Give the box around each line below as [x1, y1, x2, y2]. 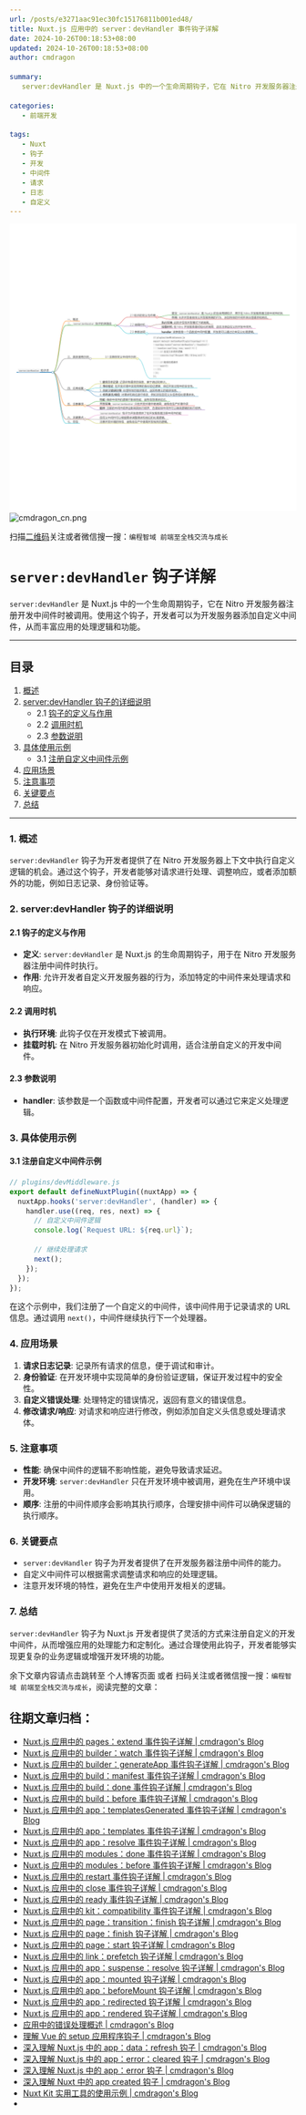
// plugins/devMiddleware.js [9, 1177, 120, 1187]
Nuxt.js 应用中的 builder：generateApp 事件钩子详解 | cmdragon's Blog [22, 1759, 290, 1770]
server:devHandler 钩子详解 [9, 566, 217, 587]
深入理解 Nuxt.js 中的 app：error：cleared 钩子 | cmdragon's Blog [22, 2054, 270, 2065]
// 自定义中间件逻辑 [33, 1216, 101, 1225]
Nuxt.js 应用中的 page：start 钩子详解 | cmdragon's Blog [22, 1940, 235, 1951]
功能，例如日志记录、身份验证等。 [25, 878, 153, 889]
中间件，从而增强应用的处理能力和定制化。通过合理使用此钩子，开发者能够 [9, 1639, 289, 1650]
